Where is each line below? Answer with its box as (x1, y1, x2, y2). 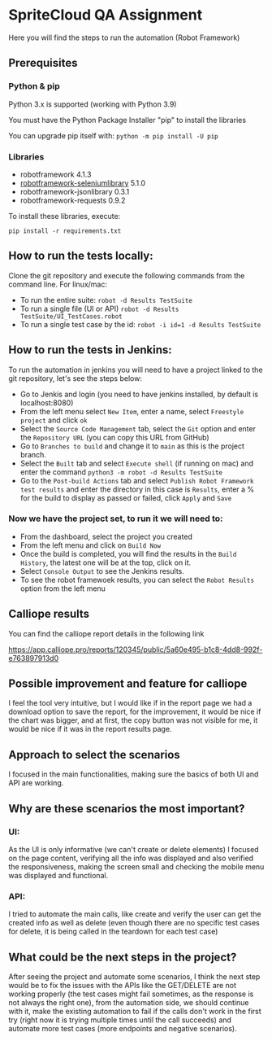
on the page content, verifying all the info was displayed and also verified (8, 853, 254, 863)
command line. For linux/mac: (8, 279, 108, 289)
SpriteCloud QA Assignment (8, 6, 203, 24)
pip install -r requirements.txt (8, 226, 122, 235)
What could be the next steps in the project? (8, 950, 237, 964)
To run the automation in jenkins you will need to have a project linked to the (8, 365, 263, 374)
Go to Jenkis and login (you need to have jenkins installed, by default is (19, 389, 258, 399)
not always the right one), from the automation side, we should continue (8, 998, 249, 1008)
